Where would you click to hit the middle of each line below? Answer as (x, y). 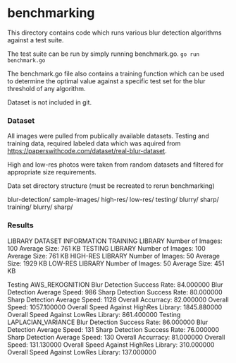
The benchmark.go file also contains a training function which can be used (116, 73)
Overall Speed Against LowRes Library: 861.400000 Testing (94, 314)
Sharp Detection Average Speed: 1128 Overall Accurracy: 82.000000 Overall (118, 299)
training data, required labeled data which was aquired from (94, 143)
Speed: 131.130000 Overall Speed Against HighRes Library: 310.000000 (111, 345)
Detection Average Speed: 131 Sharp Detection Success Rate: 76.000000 (113, 329)
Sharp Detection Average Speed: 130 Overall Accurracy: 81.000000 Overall (116, 337)
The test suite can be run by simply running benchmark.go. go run (103, 54)
